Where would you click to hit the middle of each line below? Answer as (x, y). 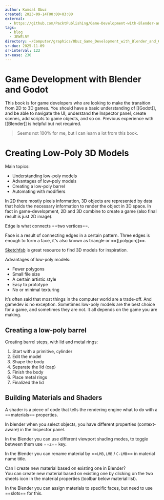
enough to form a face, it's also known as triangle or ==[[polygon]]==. (76, 241)
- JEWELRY (19, 37)
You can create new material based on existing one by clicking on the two (79, 473)
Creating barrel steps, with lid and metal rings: (51, 342)
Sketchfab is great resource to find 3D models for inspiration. (67, 250)
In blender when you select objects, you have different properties (71, 424)
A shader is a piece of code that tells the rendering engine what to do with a (81, 409)
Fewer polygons (28, 269)
